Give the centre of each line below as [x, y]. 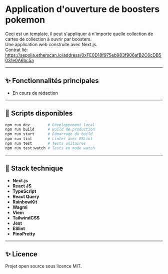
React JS [22, 186]
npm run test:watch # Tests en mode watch [50, 148]
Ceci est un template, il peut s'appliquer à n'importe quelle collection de [79, 34]
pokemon [25, 20]
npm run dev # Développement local [50, 125]
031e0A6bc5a [19, 60]
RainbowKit [25, 202]
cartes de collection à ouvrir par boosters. [48, 39]
